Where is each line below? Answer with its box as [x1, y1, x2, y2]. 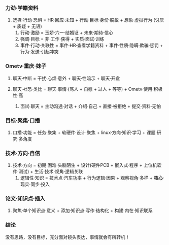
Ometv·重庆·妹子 [5, 62, 47, 69]
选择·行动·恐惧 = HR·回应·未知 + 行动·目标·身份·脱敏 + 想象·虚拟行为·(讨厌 [12, 17, 164, 23]
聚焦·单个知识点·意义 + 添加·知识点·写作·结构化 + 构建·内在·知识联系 [12, 207, 153, 214]
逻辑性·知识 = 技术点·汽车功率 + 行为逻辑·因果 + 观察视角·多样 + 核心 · [20, 175, 164, 181]
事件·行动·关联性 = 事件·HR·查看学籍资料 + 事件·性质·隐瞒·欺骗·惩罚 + [20, 42, 163, 49]
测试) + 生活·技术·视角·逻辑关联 [18, 168, 83, 174]
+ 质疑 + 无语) [12, 23, 42, 29]
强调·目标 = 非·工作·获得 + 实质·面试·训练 [20, 36, 105, 42]
